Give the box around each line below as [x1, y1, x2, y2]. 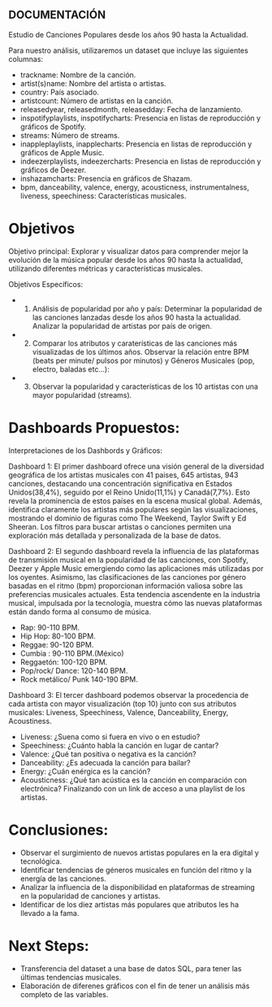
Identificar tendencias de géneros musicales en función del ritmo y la [19, 865, 252, 874]
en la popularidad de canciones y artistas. [19, 891, 161, 900]
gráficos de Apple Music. [19, 147, 105, 157]
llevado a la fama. [19, 908, 80, 918]
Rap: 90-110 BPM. [19, 622, 80, 632]
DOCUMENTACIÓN [8, 8, 106, 22]
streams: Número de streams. [19, 130, 120, 140]
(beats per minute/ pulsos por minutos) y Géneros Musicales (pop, [32, 355, 255, 365]
